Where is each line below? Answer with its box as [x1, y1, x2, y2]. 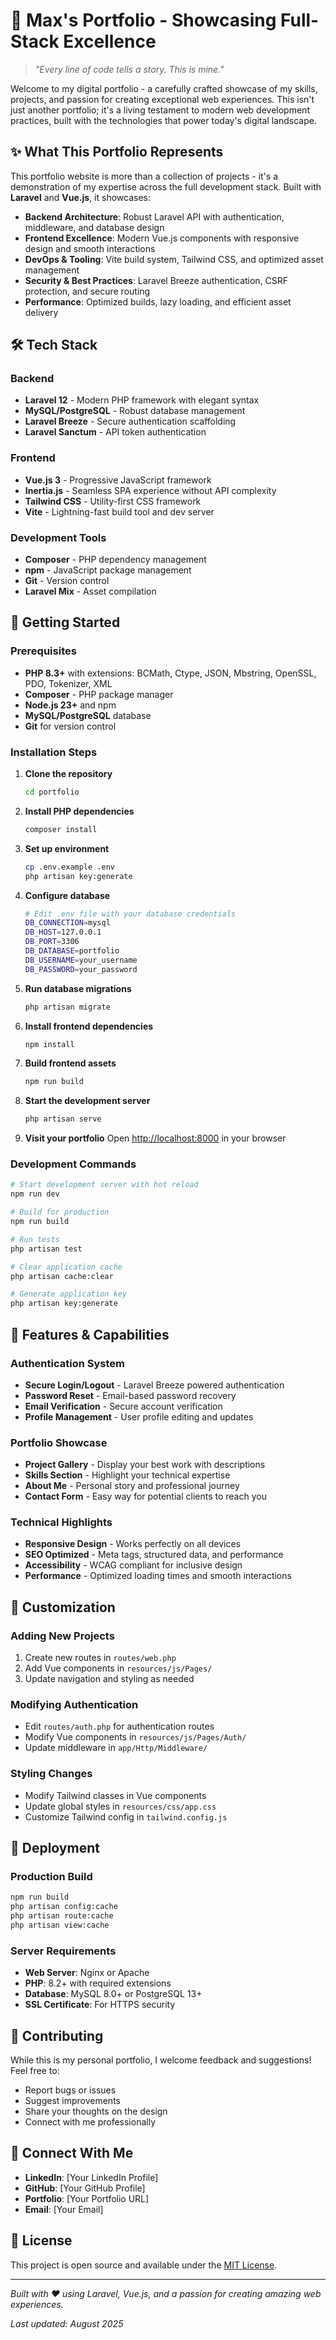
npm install [24, 1039, 75, 1049]
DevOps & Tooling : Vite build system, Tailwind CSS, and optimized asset [24, 253, 324, 265]
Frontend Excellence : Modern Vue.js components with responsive [24, 232, 300, 244]
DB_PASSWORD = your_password [24, 964, 138, 974]
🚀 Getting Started [10, 614, 121, 631]
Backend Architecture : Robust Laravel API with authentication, [24, 210, 285, 223]
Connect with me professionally [24, 2116, 156, 2128]
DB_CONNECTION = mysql [24, 918, 111, 928]
